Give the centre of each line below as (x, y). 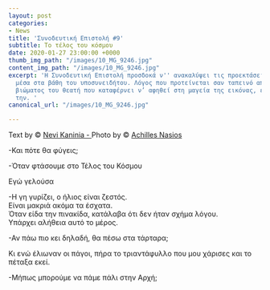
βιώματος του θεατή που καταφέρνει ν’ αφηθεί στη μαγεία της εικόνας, (136, 90)
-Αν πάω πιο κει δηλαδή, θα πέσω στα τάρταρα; (88, 238)
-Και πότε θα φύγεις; (43, 151)
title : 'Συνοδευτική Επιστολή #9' (66, 38)
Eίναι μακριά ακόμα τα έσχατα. (61, 206)
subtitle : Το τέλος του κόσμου (61, 46)
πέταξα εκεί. (29, 262)
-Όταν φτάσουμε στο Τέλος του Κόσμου (76, 166)
